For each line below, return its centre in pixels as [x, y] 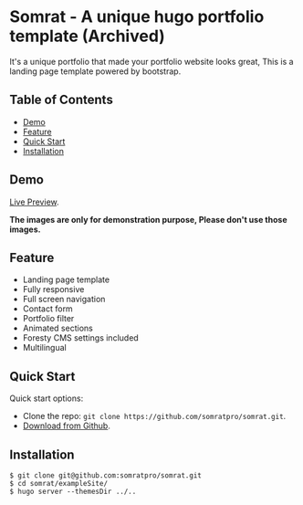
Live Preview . [34, 202]
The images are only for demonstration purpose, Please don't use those [148, 219]
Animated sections [57, 328]
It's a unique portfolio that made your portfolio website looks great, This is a [151, 61]
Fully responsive [53, 289]
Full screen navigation [64, 300]
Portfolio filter [48, 319]
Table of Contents [62, 100]
